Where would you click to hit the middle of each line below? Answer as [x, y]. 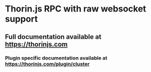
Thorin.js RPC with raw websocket [76, 9]
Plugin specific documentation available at [56, 58]
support [21, 19]
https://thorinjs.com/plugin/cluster [47, 64]
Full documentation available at [53, 37]
